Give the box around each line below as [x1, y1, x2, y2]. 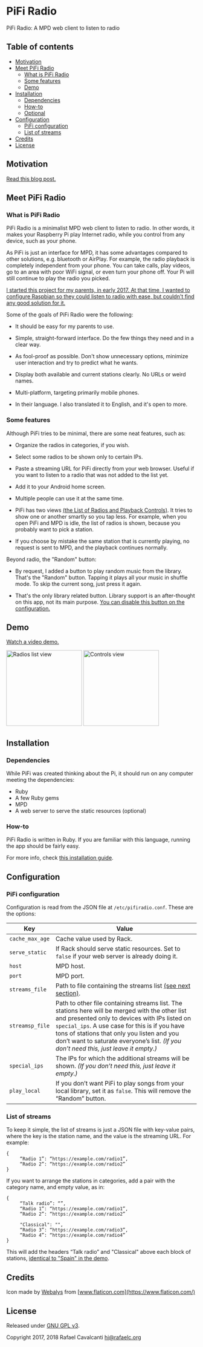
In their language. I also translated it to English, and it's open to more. [14, 401, 188, 408]
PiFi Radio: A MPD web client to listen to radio [6, 24, 120, 31]
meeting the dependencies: [6, 776, 75, 784]
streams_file [9, 986, 47, 993]
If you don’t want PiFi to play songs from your [55, 1079, 184, 1087]
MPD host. [55, 962, 85, 971]
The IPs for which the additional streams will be [55, 1054, 190, 1063]
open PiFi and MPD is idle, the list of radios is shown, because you [14, 519, 181, 526]
